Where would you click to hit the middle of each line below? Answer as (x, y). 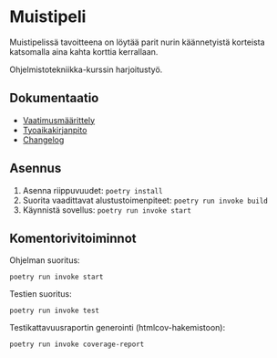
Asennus (36, 168)
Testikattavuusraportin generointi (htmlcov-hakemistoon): (118, 328)
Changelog (43, 140)
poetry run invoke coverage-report (77, 344)
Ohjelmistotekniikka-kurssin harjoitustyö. (86, 69)
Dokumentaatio (54, 98)
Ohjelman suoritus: (45, 260)
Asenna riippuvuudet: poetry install (92, 190)
